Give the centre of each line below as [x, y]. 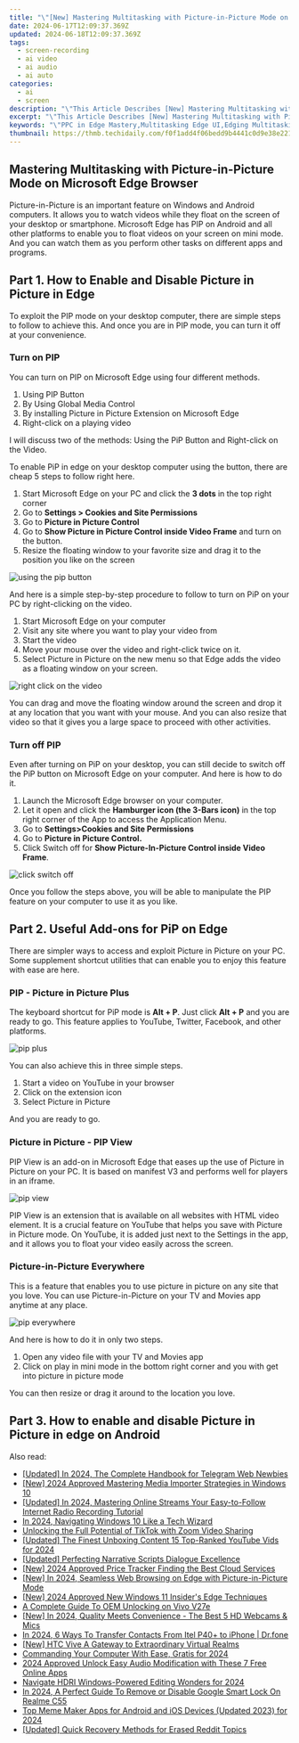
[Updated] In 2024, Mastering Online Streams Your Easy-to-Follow [144, 1502]
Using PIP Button [53, 394]
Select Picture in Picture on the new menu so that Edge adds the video [151, 659]
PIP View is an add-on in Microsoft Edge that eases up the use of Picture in [147, 1162]
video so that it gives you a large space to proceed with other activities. [140, 722]
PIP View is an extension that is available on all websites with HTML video [144, 1215]
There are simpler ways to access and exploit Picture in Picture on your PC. [147, 951]
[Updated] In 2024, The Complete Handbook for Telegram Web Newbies [155, 1473]
